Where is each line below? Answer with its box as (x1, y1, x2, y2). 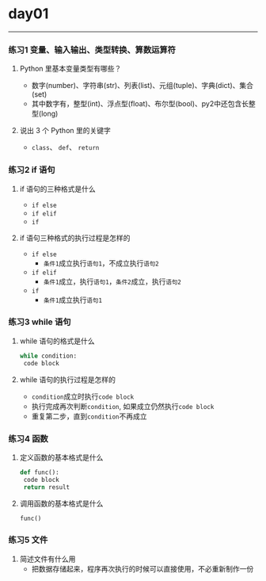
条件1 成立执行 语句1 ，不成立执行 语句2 (43, 258, 160, 268)
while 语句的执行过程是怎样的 (19, 374, 116, 384)
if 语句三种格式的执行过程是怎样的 (19, 233, 131, 243)
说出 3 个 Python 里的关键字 (19, 126, 111, 136)
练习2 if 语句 (8, 164, 55, 175)
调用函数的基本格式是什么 (19, 499, 104, 508)
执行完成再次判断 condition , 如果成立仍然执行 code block (31, 401, 215, 411)
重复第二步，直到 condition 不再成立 (31, 411, 148, 421)
